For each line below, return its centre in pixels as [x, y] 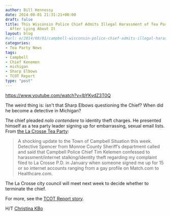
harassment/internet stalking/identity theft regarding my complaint [87, 157]
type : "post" [19, 81]
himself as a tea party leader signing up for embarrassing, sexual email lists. [85, 126]
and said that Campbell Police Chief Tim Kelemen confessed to [84, 152]
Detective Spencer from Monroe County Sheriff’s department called [89, 146]
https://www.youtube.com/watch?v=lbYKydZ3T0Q [58, 95]
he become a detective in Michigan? [43, 110]
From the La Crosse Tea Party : [37, 131]
